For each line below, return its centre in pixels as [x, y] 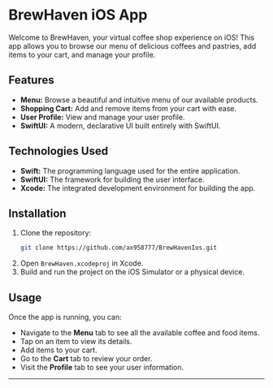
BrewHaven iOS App [78, 15]
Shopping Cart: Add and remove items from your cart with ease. [128, 108]
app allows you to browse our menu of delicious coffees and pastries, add [132, 45]
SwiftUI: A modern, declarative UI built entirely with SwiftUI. [120, 125]
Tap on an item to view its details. [76, 342]
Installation [37, 213]
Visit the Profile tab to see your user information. [102, 368]
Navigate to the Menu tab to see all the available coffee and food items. [140, 333]
